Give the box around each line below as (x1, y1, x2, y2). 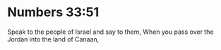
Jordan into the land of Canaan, (7, 35, 100, 43)
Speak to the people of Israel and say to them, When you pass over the (7, 27, 214, 36)
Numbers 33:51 (7, 4, 100, 20)
